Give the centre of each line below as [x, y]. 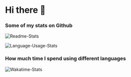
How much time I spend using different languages [65, 59]
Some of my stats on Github [39, 26]
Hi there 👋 [25, 10]
